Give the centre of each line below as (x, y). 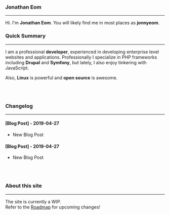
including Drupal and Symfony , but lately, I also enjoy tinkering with (76, 62)
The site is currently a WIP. (33, 201)
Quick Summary (26, 36)
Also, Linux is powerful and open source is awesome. (61, 77)
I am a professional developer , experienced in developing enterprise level (82, 52)
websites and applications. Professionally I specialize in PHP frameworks (81, 57)
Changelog (19, 106)
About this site (24, 186)
